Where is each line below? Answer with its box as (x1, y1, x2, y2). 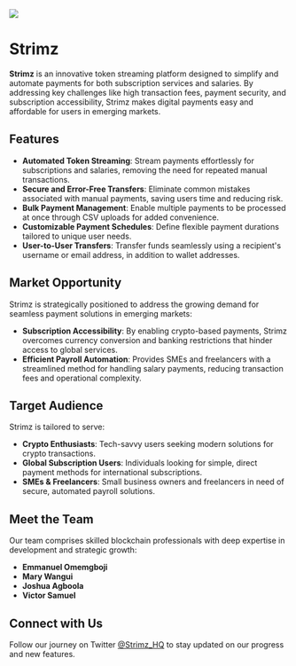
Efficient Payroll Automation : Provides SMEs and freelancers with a (21, 354, 271, 364)
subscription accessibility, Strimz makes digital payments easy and (9, 97, 254, 107)
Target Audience (9, 398, 104, 413)
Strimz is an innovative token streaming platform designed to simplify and (9, 68, 279, 79)
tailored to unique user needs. (21, 231, 132, 241)
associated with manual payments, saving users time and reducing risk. (21, 192, 284, 203)
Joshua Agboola (21, 581, 84, 592)
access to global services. (21, 344, 118, 355)
